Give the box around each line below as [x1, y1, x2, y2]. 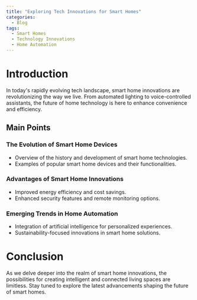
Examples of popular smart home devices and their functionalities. [14, 160, 176, 167]
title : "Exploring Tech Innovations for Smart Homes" [6, 8, 142, 15]
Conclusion [6, 250, 64, 263]
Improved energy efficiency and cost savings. [14, 188, 127, 195]
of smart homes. [6, 288, 46, 296]
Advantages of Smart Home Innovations [6, 175, 124, 183]
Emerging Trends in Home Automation [6, 209, 118, 218]
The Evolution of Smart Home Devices [6, 140, 118, 149]
